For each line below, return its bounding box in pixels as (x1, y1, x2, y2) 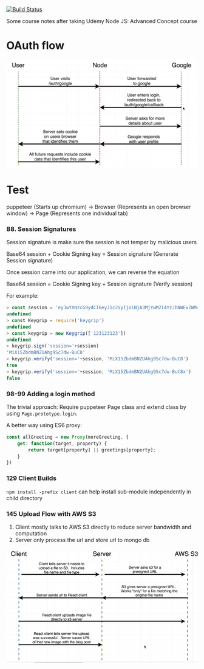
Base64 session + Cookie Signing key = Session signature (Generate (6, 250, 178, 258)
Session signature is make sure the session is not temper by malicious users (6, 239, 197, 246)
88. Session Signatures (6, 225, 76, 233)
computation (15, 529, 47, 537)
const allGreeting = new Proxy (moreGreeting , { (6, 434, 129, 440)
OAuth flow (6, 39, 65, 53)
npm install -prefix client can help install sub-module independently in (6, 488, 191, 495)
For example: (6, 292, 39, 300)
